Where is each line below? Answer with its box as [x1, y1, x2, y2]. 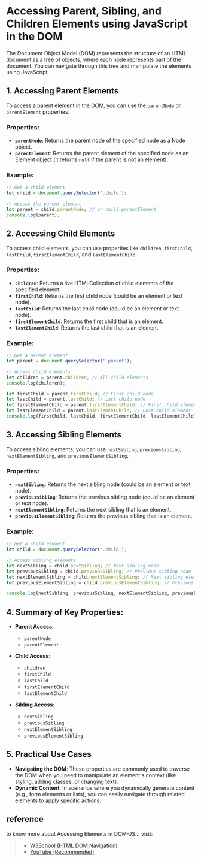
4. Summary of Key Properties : [6, 607, 124, 617]
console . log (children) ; [6, 380, 66, 386]
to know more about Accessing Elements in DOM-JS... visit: [6, 830, 153, 837]
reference [6, 814, 44, 824]
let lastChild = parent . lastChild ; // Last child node [6, 397, 146, 403]
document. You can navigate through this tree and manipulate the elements [6, 62, 192, 70]
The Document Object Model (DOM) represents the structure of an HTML [6, 49, 187, 56]
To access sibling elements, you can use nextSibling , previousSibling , [6, 445, 182, 453]
